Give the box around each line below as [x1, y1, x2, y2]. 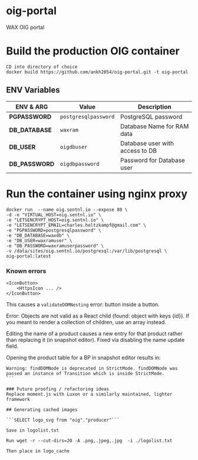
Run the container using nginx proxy [6, 187, 187, 200]
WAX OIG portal [6, 24, 45, 31]
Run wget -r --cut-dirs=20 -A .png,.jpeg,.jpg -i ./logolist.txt [6, 438, 173, 443]
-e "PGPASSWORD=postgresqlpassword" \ [6, 227, 101, 233]
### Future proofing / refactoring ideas [6, 386, 110, 392]
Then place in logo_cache [6, 448, 70, 454]
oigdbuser [60, 143, 88, 150]
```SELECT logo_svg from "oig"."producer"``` [6, 417, 120, 423]
